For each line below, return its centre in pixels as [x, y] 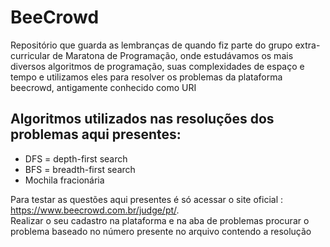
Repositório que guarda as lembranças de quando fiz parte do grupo [151, 45]
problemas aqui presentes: [96, 134]
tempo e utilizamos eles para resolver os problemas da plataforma [146, 77]
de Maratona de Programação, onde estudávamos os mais [173, 55]
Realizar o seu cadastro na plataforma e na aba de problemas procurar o [160, 220]
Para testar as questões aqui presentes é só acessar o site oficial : [146, 199]
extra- [307, 45]
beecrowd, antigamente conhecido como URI [103, 87]
